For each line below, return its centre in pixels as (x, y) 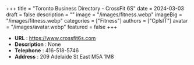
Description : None (38, 44)
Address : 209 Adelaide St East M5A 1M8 (64, 57)
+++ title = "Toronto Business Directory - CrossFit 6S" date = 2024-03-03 (95, 8)
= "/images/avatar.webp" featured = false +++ (62, 27)
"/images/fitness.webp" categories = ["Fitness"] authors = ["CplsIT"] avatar (97, 21)
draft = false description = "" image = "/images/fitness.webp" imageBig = (94, 15)
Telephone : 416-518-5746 (47, 50)
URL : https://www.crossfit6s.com (55, 38)
